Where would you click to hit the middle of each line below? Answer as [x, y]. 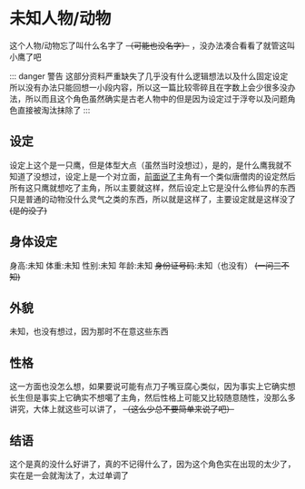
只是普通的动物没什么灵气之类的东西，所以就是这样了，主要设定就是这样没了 [152, 199]
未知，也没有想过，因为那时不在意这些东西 [89, 331]
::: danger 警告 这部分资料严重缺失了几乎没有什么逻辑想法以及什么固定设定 [149, 76]
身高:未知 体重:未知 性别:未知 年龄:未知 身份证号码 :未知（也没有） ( [133, 265]
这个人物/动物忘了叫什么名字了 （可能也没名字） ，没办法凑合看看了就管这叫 [152, 45]
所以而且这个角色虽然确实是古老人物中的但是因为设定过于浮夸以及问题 [156, 98]
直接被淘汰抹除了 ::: [54, 110]
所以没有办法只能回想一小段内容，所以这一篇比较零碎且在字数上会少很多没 [148, 87]
